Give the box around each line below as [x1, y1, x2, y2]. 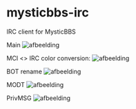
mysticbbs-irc [6, 5, 89, 21]
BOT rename [6, 67, 43, 75]
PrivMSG [6, 94, 32, 102]
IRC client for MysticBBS [6, 27, 77, 36]
